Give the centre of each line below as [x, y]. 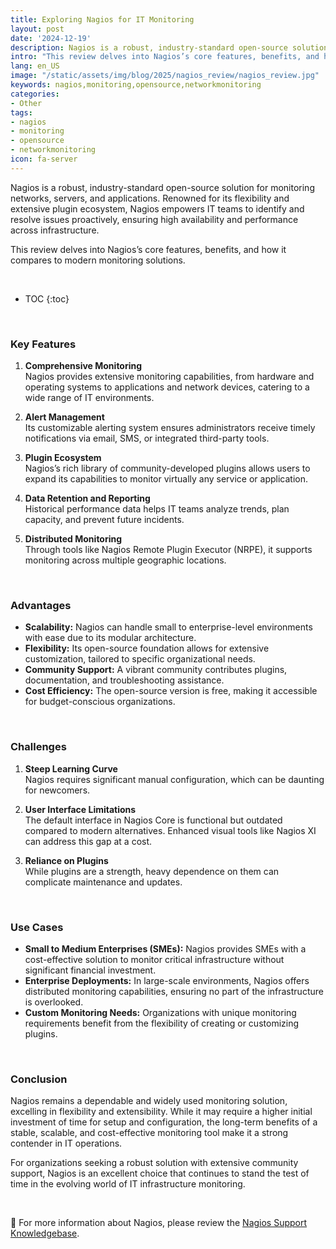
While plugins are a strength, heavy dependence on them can [152, 871]
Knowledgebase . [45, 1233]
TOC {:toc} [47, 298]
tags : [21, 112]
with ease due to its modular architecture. [110, 638]
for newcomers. [57, 790]
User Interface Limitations [80, 809]
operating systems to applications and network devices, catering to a [167, 387]
